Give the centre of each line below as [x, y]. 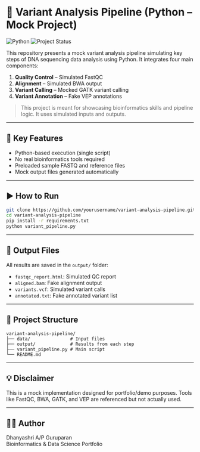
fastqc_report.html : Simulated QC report [65, 276]
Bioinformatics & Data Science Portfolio [54, 444]
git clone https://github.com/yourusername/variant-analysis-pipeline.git [101, 210]
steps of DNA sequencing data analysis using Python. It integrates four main [100, 59]
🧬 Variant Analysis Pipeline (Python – [99, 12]
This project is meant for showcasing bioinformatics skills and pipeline [107, 107]
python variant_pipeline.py [41, 227]
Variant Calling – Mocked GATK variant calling [72, 89]
